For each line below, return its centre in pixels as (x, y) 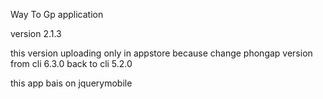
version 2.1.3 (36, 33)
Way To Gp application (57, 14)
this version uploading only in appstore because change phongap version (161, 53)
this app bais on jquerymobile (71, 83)
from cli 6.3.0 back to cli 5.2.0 (71, 63)
